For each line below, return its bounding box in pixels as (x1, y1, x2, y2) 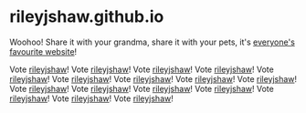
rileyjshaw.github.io (9, 6, 164, 27)
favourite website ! (9, 46, 78, 56)
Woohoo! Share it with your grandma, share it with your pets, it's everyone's (9, 36, 295, 47)
